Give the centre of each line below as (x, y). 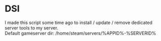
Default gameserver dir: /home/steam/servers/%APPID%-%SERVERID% (80, 33)
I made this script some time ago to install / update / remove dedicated (79, 22)
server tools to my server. (31, 27)
